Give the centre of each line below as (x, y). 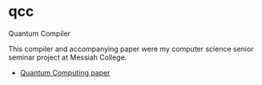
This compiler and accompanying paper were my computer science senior (131, 48)
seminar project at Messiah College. (68, 57)
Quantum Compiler (39, 33)
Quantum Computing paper (65, 72)
